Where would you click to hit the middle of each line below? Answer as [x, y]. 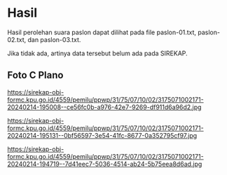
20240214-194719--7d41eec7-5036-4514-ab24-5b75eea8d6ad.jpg [105, 164]
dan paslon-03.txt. [54, 39]
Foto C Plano [35, 75]
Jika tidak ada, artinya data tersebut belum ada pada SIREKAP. [97, 53]
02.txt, [17, 39]
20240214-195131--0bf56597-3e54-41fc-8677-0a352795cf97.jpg [102, 135]
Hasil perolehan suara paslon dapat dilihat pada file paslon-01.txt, [102, 32]
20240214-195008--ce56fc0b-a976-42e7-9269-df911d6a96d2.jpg [104, 107]
